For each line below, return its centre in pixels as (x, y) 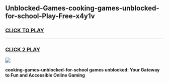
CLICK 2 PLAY (23, 49)
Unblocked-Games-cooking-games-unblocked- (82, 8)
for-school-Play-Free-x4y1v (50, 16)
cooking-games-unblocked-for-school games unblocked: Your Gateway (82, 69)
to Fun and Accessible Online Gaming (45, 75)
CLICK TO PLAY (25, 31)
